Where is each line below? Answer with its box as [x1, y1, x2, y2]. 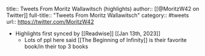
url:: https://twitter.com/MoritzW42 [6, 18, 94, 25]
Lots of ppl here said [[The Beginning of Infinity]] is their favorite [24, 37, 187, 43]
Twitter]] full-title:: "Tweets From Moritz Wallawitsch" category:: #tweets [6, 12, 189, 19]
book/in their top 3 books [24, 43, 89, 50]
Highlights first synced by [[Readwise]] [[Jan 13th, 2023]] [15, 30, 161, 37]
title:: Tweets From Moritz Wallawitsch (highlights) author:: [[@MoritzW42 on [6, 5, 199, 12]
